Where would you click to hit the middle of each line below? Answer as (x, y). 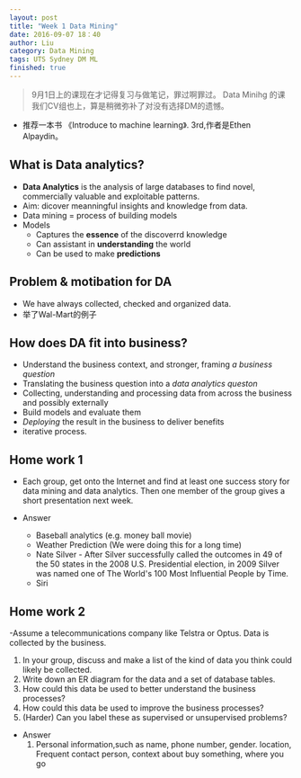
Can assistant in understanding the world (113, 244)
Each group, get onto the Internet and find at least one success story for (156, 481)
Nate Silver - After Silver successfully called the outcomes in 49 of (159, 555)
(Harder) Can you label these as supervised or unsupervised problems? (155, 717)
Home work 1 (46, 460)
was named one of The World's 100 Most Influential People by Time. (162, 574)
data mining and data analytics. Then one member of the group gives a (154, 491)
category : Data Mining (52, 51)
